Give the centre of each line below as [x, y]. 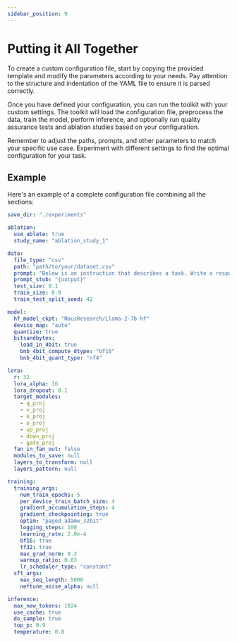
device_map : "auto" [42, 325]
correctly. [21, 91]
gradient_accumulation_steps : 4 [67, 508]
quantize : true [36, 332]
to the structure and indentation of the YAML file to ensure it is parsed [109, 83]
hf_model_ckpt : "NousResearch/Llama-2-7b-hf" [82, 319]
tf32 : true [36, 547]
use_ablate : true [39, 234]
